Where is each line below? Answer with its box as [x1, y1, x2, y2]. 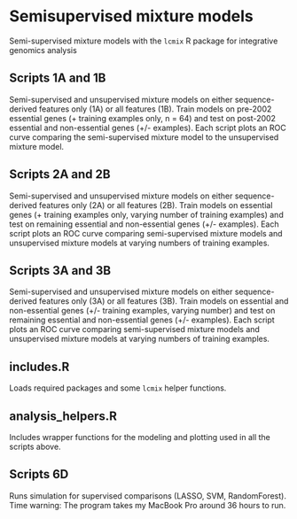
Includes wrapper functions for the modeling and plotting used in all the [9, 432, 270, 442]
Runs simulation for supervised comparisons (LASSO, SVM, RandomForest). [9, 490, 286, 501]
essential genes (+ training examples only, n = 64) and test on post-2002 [9, 112, 277, 123]
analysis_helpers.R [9, 408, 118, 423]
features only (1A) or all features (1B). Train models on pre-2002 [38, 104, 272, 114]
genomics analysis [9, 44, 77, 55]
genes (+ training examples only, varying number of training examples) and [9, 209, 284, 220]
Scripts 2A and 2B [9, 167, 111, 182]
